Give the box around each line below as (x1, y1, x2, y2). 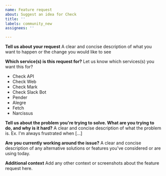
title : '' (5, 16, 26, 21)
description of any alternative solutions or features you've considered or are (5, 145, 161, 151)
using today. (5, 151, 31, 157)
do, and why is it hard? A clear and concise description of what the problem (5, 125, 162, 131)
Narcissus (12, 110, 33, 117)
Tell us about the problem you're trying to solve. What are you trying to (5, 120, 155, 126)
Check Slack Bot (12, 89, 47, 95)
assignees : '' (5, 26, 35, 31)
